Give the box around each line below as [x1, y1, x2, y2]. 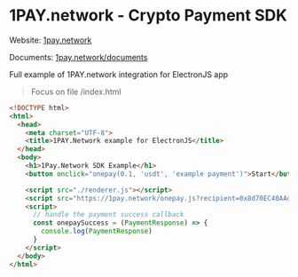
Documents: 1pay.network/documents [9, 51, 148, 62]
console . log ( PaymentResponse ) [41, 227, 153, 236]
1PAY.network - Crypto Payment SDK [9, 5, 288, 26]
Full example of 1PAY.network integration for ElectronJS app [9, 68, 229, 80]
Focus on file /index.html [30, 86, 122, 97]
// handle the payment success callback [32, 210, 184, 219]
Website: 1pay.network [9, 35, 92, 45]
